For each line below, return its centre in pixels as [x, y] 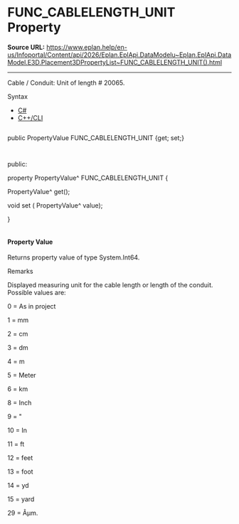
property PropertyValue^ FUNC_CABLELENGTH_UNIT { [88, 178]
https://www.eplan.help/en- [87, 47]
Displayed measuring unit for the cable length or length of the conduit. [110, 285]
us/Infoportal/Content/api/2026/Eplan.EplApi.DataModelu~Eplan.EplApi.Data [119, 55]
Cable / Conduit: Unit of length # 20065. [66, 82]
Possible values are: [37, 293]
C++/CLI [30, 117]
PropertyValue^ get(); [39, 191]
